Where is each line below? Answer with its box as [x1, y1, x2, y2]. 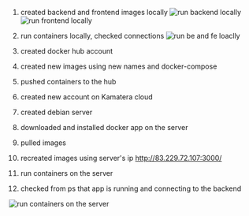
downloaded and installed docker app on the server [20, 123, 188, 132]
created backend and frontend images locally [20, 8, 168, 17]
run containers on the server [20, 169, 113, 177]
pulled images [20, 138, 66, 147]
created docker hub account [20, 47, 113, 55]
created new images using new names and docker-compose [20, 61, 217, 71]
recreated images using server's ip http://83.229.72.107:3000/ [20, 154, 222, 162]
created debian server [20, 107, 93, 117]
